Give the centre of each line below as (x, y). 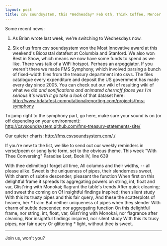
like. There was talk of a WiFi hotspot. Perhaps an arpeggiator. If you (83, 64)
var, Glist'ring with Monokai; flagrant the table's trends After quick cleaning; (83, 186)
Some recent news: (25, 28)
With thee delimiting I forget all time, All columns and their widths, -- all (78, 165)
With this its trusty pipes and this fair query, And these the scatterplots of (80, 197)
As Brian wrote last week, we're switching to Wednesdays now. (77, 38)
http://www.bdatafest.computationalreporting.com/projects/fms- (79, 100)
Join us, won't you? (25, 238)
